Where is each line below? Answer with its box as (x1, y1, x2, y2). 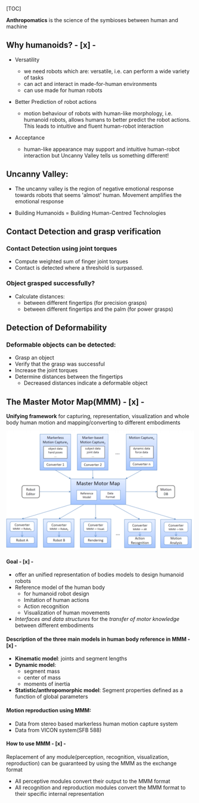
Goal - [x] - (6, 558, 34, 565)
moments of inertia (23, 680, 70, 688)
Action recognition (23, 603, 70, 610)
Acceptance (14, 134, 45, 141)
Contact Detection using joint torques (6, 244, 117, 252)
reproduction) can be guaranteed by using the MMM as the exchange (6, 759, 177, 767)
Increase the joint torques (14, 367, 78, 374)
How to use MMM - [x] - (6, 740, 67, 748)
